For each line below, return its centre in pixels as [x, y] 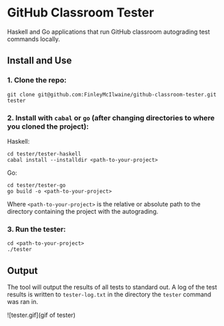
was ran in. [23, 302]
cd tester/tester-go [37, 185]
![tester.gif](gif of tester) [41, 315]
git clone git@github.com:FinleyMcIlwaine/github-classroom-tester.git [112, 94]
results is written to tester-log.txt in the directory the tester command [109, 294]
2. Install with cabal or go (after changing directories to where [111, 118]
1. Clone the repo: [37, 80]
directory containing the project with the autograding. [83, 211]
